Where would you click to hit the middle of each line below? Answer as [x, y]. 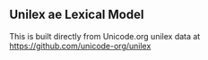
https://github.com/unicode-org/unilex [80, 46]
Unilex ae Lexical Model [77, 15]
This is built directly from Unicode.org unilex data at [105, 36]
